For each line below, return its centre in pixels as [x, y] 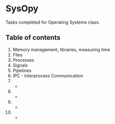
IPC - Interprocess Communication [48, 76]
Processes [23, 60]
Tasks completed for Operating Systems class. [53, 22]
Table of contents [33, 38]
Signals [20, 65]
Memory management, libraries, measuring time [61, 49]
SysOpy [22, 9]
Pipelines [22, 70]
